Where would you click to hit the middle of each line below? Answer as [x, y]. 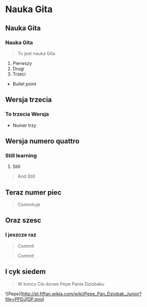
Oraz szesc [23, 221]
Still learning [21, 156]
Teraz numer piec [33, 192]
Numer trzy [24, 125]
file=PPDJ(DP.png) [25, 299]
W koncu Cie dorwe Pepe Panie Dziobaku [61, 284]
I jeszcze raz [21, 235]
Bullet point [24, 84]
